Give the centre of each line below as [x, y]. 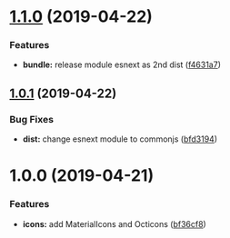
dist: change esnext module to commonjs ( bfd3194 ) [120, 139]
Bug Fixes [32, 119]
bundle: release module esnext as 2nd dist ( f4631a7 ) [121, 64]
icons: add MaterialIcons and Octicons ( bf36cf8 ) [114, 223]
